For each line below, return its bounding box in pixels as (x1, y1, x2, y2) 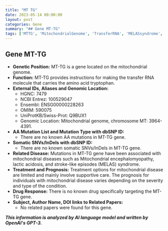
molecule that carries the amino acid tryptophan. (12, 80, 115, 86)
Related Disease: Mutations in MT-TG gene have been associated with (12, 150, 161, 156)
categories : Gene (5, 21, 42, 27)
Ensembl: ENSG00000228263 (20, 101, 84, 108)
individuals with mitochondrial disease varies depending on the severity (12, 177, 163, 184)
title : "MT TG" (5, 7, 38, 13)
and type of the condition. (12, 183, 67, 189)
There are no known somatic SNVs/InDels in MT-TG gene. (20, 145, 142, 151)
